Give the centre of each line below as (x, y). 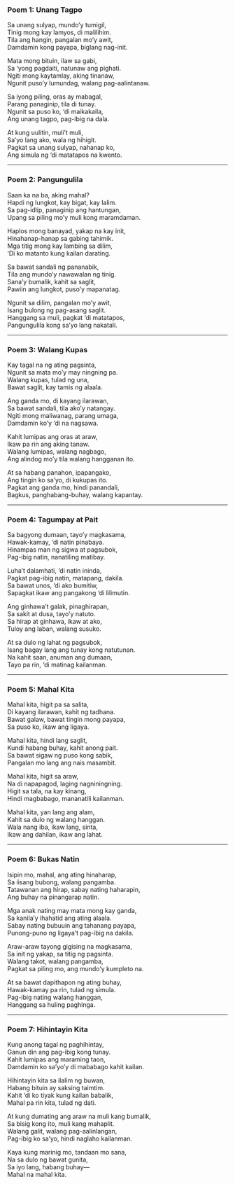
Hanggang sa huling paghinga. (51, 1004)
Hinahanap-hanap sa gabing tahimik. (60, 238)
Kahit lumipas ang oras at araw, (52, 436)
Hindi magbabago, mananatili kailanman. (66, 799)
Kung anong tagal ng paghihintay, (56, 1045)
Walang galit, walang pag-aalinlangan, (62, 1131)
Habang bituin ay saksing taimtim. (56, 1088)
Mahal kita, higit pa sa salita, (48, 704)
